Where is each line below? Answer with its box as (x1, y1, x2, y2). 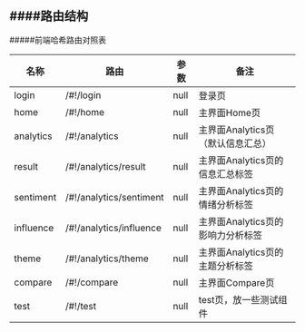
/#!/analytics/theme (64, 252, 150, 265)
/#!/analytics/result (64, 160, 147, 172)
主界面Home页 (198, 106, 261, 119)
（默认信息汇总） (198, 137, 272, 150)
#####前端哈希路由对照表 (9, 34, 107, 45)
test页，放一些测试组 (198, 293, 288, 306)
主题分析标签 (198, 259, 254, 272)
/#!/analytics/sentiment (64, 190, 165, 203)
